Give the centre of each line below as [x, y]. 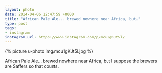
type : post [16, 23]
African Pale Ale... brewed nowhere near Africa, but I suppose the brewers [81, 61]
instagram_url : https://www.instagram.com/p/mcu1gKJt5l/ [65, 37]
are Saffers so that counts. [32, 66]
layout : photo [20, 10]
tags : [11, 28]
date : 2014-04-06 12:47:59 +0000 [40, 14]
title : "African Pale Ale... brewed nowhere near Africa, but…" [73, 19]
